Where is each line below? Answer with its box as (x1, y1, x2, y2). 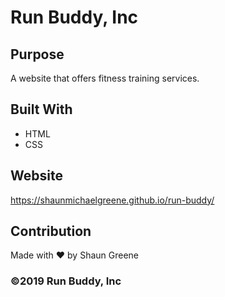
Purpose (10, 46, 65, 63)
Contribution (10, 223, 92, 240)
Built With (10, 101, 73, 118)
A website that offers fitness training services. (10, 72, 200, 84)
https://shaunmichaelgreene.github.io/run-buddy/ (10, 194, 215, 206)
